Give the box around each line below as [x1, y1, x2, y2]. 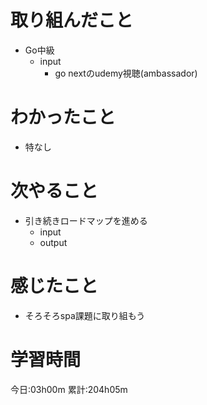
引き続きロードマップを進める [24, 214, 148, 226]
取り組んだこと [10, 9, 134, 32]
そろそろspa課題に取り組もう [24, 309, 146, 321]
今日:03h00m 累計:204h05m [10, 383, 128, 395]
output [39, 236, 68, 248]
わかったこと [10, 106, 117, 129]
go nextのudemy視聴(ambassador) [54, 67, 198, 79]
